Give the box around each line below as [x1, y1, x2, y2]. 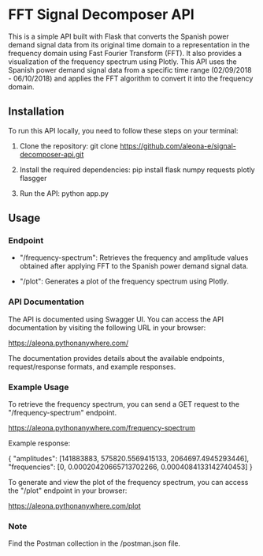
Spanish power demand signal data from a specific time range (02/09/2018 [8, 65, 252, 74]
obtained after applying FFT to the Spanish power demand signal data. [19, 261, 249, 271]
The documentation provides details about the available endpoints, [8, 353, 224, 363]
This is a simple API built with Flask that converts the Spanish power [8, 32, 230, 41]
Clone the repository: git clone [19, 141, 118, 151]
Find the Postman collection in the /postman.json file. [8, 539, 181, 548]
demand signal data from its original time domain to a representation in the [8, 39, 250, 49]
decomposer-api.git [19, 149, 84, 159]
